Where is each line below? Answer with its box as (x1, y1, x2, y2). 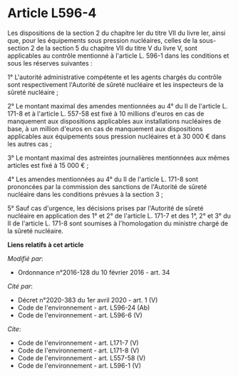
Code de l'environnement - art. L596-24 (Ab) (17, 303, 150, 312)
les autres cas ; (7, 139, 52, 148)
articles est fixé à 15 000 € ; (7, 161, 89, 169)
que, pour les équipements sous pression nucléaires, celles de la (7, 36, 198, 44)
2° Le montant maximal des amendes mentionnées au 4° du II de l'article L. (7, 101, 228, 110)
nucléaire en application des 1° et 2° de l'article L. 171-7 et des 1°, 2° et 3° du (7, 211, 232, 220)
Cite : (7, 325, 21, 333)
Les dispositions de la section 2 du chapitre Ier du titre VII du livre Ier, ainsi (7, 29, 226, 37)
